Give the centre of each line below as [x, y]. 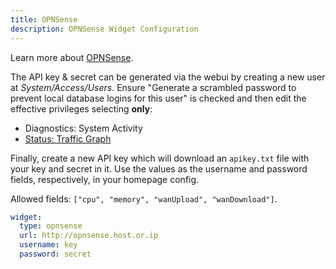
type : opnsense [51, 226]
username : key [48, 245]
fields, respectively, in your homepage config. [105, 179]
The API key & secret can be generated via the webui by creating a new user [168, 77]
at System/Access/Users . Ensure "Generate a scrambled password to [153, 87]
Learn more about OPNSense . [72, 57]
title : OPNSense [44, 19]
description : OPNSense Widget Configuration [104, 29]
